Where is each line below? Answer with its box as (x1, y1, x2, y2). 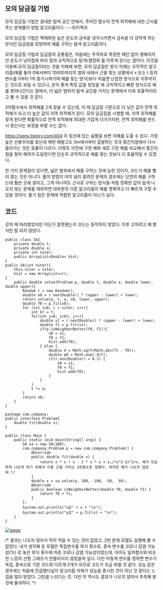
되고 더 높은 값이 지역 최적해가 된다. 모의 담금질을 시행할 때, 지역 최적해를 (18, 110, 157, 116)
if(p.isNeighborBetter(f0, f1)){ (39, 327, 108, 332)
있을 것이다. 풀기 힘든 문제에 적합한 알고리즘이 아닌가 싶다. (5, 192, 115, 198)
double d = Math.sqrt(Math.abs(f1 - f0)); (48, 348, 136, 353)
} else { (39, 344, 57, 349)
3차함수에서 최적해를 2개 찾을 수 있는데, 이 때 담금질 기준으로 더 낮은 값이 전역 (5, 104, 153, 110)
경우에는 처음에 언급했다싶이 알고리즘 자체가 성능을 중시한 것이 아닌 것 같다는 (5, 568, 151, 573)
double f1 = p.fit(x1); (39, 322, 89, 327)
